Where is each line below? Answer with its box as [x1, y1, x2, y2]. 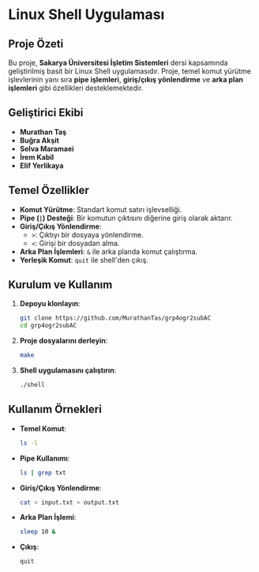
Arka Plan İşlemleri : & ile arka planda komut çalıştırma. [19, 247, 198, 256]
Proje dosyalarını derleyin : [19, 336, 108, 346]
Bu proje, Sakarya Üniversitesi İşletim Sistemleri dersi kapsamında [8, 58, 228, 67]
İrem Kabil [19, 152, 54, 161]
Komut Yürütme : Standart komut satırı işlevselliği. [19, 204, 182, 214]
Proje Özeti [8, 37, 64, 51]
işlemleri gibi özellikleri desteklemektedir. [8, 83, 144, 93]
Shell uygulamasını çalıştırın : [19, 366, 117, 375]
